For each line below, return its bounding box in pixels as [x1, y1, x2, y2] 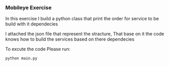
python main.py [5, 56, 38, 61]
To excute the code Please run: [5, 46, 71, 52]
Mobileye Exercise [5, 4, 52, 11]
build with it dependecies [5, 21, 59, 27]
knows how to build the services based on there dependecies [5, 36, 135, 42]
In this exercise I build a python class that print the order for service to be [5, 16, 159, 22]
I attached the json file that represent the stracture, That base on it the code [5, 31, 164, 37]
